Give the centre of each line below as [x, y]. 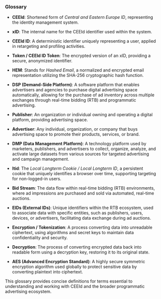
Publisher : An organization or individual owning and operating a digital [82, 115]
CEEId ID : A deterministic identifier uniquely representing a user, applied [84, 41]
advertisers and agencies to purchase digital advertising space [75, 90]
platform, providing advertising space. [50, 120]
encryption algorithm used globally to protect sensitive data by [74, 267]
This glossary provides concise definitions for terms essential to [69, 281]
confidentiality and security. [40, 238]
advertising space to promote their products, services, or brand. [76, 135]
